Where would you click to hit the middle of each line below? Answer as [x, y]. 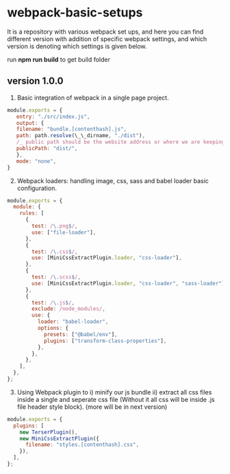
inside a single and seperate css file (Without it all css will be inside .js [116, 399]
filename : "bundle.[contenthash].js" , [72, 129]
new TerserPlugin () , [49, 432]
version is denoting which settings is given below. [77, 46]
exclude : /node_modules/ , [69, 309]
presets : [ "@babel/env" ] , [80, 334]
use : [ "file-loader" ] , [64, 232]
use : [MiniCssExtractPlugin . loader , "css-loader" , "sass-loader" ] [128, 283]
